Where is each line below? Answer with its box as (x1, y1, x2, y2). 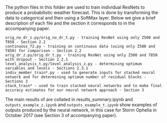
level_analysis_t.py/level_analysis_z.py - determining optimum (5, 61, 142, 66)
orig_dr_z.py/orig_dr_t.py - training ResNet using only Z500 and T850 (5, 52, 157, 57)
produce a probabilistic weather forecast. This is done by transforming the (5, 9, 158, 15)
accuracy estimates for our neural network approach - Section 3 (5, 87, 144, 92)
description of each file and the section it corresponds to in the (5, 20, 135, 26)
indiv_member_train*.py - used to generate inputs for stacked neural (5, 70, 155, 75)
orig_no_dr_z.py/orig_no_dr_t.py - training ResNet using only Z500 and (5, 35, 160, 40)
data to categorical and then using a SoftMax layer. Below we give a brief (5, 15, 156, 20)
